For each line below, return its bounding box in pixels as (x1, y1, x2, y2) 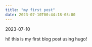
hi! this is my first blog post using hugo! (5, 36, 87, 42)
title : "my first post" (5, 7, 56, 13)
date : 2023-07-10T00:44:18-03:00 (5, 12, 76, 17)
